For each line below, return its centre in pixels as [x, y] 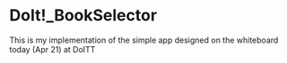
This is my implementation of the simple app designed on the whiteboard [144, 40]
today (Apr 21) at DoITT [52, 49]
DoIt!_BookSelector [83, 16]
